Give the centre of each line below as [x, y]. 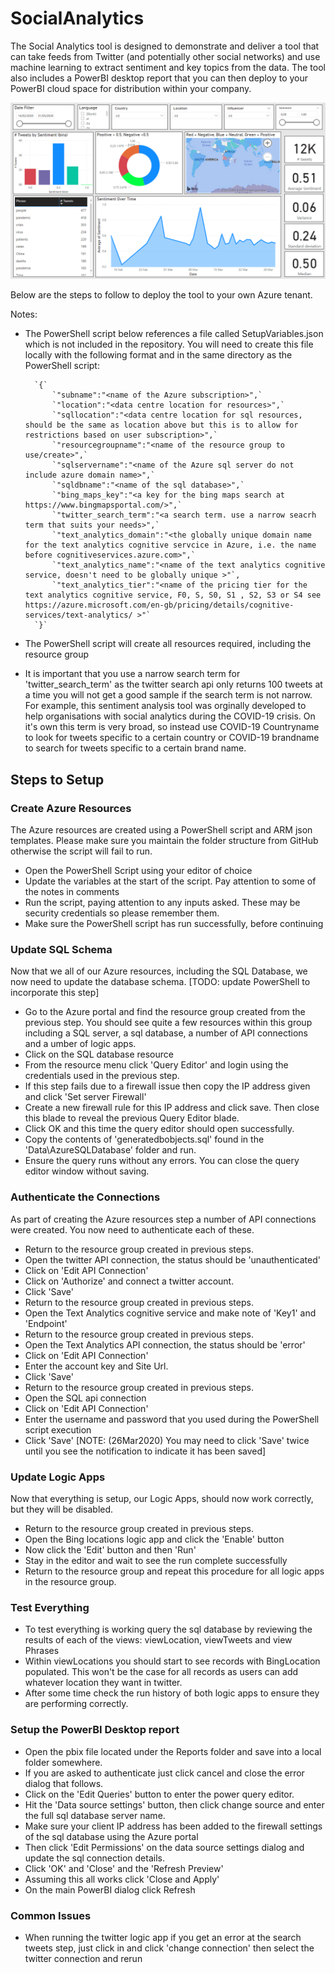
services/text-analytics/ [78, 615]
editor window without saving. [87, 1171]
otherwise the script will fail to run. [81, 851]
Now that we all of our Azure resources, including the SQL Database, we [159, 971]
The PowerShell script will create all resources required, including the [168, 644]
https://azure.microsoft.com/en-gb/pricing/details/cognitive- [159, 605]
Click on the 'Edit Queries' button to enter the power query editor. [159, 1794]
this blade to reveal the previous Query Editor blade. [132, 1118]
